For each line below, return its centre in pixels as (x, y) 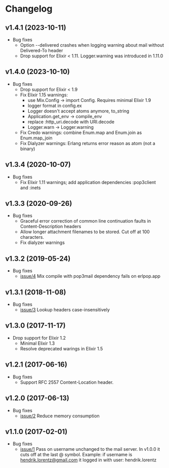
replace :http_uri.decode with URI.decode (71, 122)
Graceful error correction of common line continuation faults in (86, 221)
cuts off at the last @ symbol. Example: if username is (76, 455)
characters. (32, 237)
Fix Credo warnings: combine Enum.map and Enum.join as (81, 132)
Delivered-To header (41, 50)
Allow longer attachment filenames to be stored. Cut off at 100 (85, 232)
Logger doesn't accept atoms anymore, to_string (78, 111)
